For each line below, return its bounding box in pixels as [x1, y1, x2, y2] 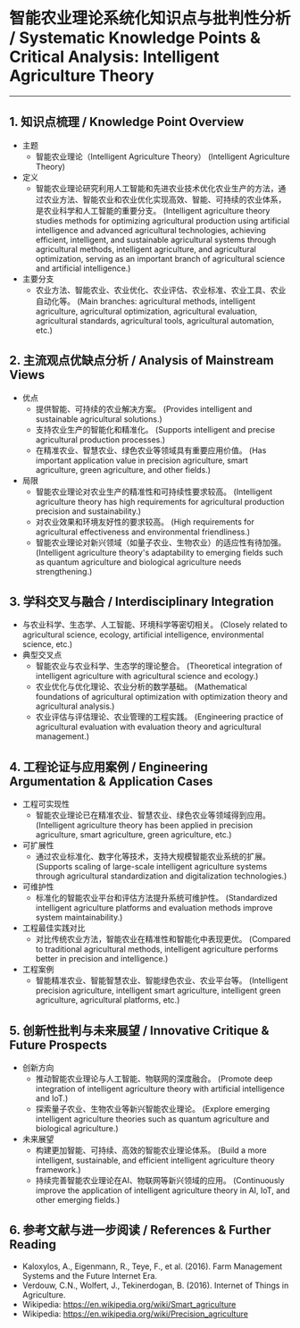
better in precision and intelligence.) [35, 954, 169, 964]
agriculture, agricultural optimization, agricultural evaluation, [35, 306, 258, 316]
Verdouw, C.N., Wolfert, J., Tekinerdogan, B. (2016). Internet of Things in [21, 1280, 289, 1290]
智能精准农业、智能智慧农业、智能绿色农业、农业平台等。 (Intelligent [35, 975, 288, 986]
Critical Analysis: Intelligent [9, 46, 220, 67]
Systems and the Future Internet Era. [21, 1270, 158, 1281]
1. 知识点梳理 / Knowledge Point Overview [9, 114, 245, 130]
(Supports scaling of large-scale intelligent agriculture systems [35, 862, 268, 872]
